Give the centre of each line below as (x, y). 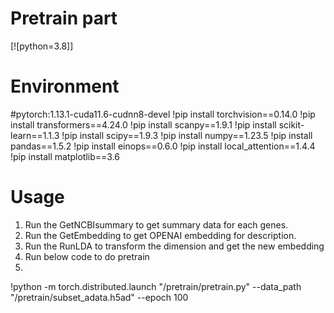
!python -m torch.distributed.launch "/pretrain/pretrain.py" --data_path (156, 286)
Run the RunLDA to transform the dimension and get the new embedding (174, 246)
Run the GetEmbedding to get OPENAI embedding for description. (160, 235)
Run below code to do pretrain (87, 256)
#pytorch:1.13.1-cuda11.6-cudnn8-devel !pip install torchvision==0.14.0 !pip (163, 114)
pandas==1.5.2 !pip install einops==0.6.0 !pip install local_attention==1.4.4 (163, 146)
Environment (65, 86)
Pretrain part (64, 18)
